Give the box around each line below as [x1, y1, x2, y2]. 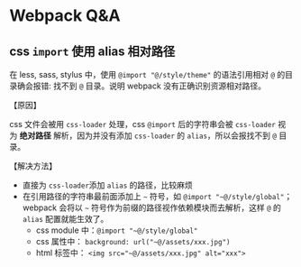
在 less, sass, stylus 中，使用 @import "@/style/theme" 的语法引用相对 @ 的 [9, 69, 286, 79]
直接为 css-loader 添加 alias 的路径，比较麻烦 [22, 180, 193, 190]
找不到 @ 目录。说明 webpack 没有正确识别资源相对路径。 [52, 80, 267, 91]
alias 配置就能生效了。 [22, 214, 109, 224]
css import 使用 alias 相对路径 [9, 43, 176, 59]
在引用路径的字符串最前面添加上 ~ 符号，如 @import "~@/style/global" [22, 191, 285, 201]
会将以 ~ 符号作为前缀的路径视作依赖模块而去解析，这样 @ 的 [58, 202, 282, 213]
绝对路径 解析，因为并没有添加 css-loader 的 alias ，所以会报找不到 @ [19, 130, 278, 141]
